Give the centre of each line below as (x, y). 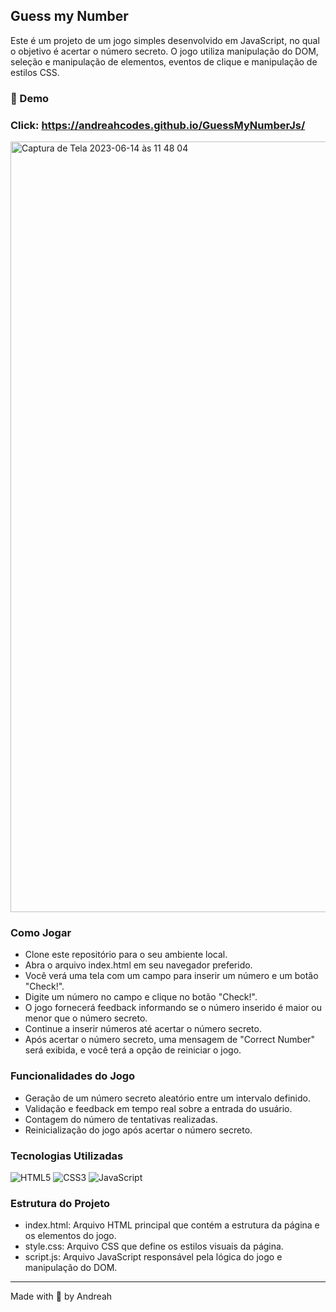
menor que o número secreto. (86, 1018)
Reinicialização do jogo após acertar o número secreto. (138, 1130)
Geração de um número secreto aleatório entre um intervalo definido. (168, 1098)
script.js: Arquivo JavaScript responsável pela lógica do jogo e (153, 1257)
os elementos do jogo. (70, 1236)
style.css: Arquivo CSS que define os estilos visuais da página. (154, 1246)
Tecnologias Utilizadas (67, 1156)
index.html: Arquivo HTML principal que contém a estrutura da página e (172, 1225)
